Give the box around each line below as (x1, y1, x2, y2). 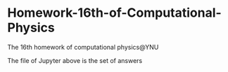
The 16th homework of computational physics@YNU (7, 43, 159, 51)
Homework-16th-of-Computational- (7, 5, 222, 21)
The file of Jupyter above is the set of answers (7, 56, 143, 64)
